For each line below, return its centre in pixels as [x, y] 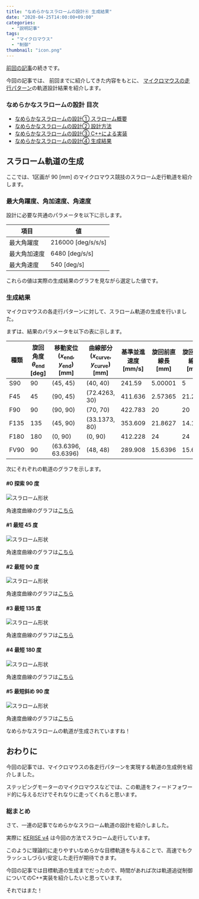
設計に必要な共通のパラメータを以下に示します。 [66, 215]
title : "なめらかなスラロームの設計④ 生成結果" [59, 12]
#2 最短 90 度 [23, 566]
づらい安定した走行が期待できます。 [76, 857]
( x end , [66, 356]
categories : [21, 23]
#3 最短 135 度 [24, 608]
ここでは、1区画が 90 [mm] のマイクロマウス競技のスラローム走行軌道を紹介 [99, 177]
